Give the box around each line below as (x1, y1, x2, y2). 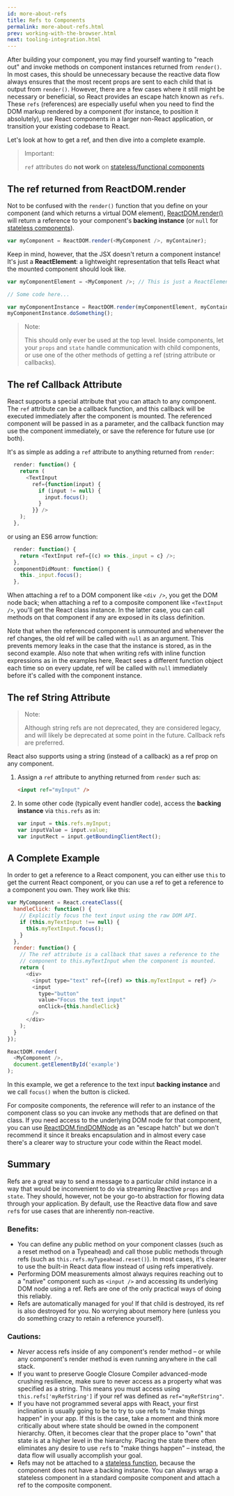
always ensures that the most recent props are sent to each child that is (7, 78, 213, 86)
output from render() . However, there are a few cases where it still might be (7, 85, 225, 94)
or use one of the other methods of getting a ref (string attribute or (24, 351, 216, 360)
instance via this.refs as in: (17, 806, 101, 814)
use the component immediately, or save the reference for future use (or (7, 427, 214, 435)
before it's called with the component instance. (7, 671, 143, 680)
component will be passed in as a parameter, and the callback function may (7, 420, 224, 428)
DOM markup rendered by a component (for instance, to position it (7, 108, 198, 116)
